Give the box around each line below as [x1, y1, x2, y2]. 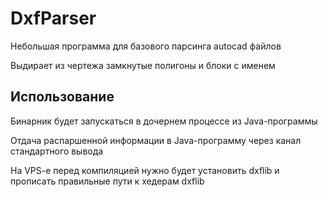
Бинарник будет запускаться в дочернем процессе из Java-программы [10, 115, 318, 127]
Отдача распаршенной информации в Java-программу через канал [10, 134, 302, 146]
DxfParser [10, 7, 97, 30]
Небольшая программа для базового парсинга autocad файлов [10, 40, 282, 52]
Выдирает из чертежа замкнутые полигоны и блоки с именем [10, 59, 276, 71]
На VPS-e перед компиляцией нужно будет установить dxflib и [10, 164, 280, 176]
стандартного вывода [10, 145, 104, 157]
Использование [10, 88, 115, 106]
